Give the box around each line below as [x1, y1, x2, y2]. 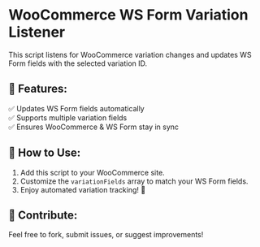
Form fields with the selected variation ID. [8, 58, 148, 68]
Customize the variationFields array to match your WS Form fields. [19, 176, 249, 186]
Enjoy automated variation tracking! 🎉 [19, 184, 146, 194]
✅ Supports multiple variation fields [8, 112, 128, 123]
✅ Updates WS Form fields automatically [8, 103, 145, 113]
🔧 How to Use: [8, 146, 81, 160]
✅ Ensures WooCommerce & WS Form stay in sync [8, 122, 180, 132]
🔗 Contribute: [8, 208, 78, 222]
